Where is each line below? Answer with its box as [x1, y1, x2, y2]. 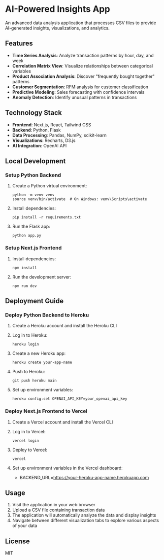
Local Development [5, 157, 66, 165]
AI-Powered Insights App [5, 3, 110, 15]
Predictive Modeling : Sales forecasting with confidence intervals [12, 89, 145, 95]
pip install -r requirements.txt [12, 215, 81, 220]
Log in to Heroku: [12, 332, 48, 338]
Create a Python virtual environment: [12, 183, 87, 189]
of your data [12, 523, 37, 528]
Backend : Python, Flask [12, 127, 61, 133]
